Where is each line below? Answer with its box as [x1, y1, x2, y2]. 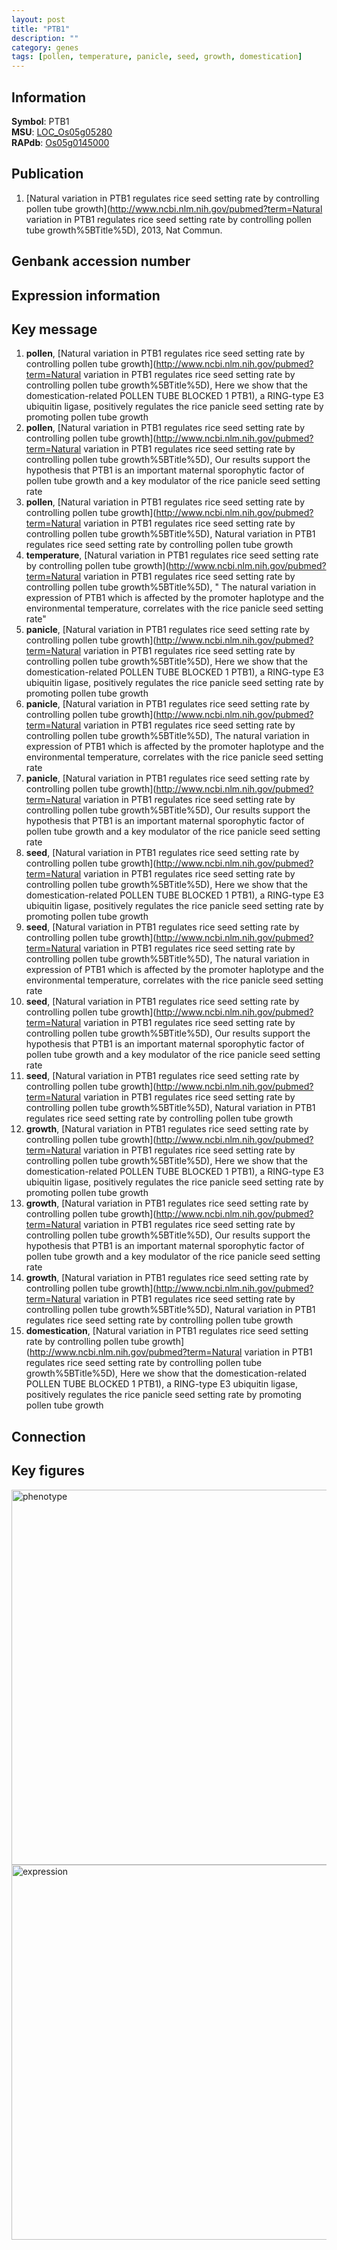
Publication [11, 166, 84, 183]
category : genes [11, 42, 79, 53]
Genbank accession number [11, 253, 191, 270]
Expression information [11, 287, 161, 304]
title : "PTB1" [11, 24, 71, 34]
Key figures [11, 1462, 85, 1480]
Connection [11, 1428, 86, 1445]
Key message [11, 321, 98, 338]
